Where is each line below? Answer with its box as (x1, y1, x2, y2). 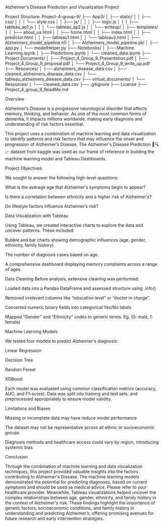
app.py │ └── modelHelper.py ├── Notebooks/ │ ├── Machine (5, 45, 135, 50)
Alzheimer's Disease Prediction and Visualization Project (5, 4, 119, 10)
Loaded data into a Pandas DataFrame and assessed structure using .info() (5, 285, 156, 291)
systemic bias (5, 445, 33, 450)
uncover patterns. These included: (5, 227, 75, 233)
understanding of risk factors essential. (5, 121, 84, 127)
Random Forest (5, 367, 36, 372)
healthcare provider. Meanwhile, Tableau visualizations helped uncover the (5, 490, 156, 495)
